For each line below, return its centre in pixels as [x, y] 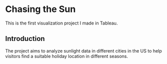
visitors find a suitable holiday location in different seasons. [67, 56]
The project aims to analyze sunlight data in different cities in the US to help [84, 50]
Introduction [25, 39]
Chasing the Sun [40, 9]
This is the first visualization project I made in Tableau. [62, 23]
